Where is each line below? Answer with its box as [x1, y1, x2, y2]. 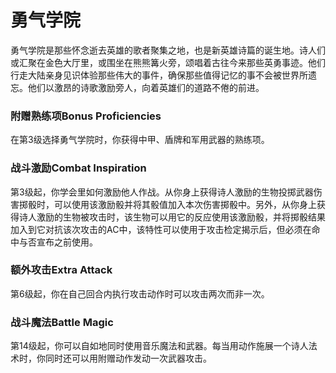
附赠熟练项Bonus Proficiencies [10, 109, 162, 123]
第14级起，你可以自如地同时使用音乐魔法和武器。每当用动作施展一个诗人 [10, 340, 309, 352]
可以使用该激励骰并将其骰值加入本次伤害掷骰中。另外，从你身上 [53, 198, 317, 210]
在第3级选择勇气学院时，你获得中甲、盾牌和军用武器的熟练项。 [10, 134, 270, 146]
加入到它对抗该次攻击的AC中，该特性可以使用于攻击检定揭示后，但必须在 [10, 223, 312, 235]
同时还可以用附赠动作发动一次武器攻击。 [44, 352, 212, 365]
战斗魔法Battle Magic [10, 315, 114, 329]
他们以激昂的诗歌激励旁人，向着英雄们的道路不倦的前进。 [27, 81, 265, 93]
